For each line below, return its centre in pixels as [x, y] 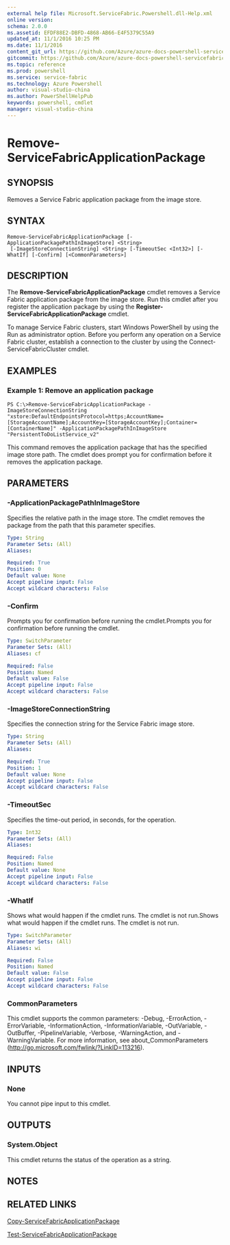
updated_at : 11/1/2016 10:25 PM [53, 39]
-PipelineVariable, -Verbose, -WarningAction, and [107, 1033]
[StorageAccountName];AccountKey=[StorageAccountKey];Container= [102, 423]
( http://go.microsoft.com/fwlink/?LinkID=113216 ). [76, 1047]
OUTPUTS [29, 1125]
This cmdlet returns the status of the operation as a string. [89, 1159]
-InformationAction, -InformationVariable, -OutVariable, [125, 1025]
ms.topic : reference [37, 64]
